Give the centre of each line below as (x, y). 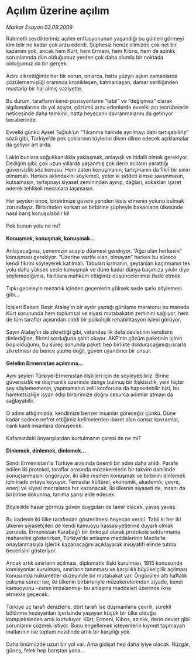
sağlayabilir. (20, 400)
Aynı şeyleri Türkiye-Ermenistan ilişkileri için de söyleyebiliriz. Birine (88, 376)
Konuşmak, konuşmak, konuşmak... (51, 238)
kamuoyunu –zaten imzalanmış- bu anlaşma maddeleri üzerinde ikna (89, 588)
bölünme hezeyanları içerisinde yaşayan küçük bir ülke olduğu (81, 613)
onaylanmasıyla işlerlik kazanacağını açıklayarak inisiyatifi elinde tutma (91, 544)
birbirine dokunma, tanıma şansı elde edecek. (61, 494)
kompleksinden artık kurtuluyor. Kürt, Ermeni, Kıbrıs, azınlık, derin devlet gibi (98, 619)
